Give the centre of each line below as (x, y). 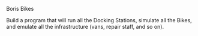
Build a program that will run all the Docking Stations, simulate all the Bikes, (99, 20)
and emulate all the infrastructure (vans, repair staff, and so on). (85, 27)
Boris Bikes (20, 9)
